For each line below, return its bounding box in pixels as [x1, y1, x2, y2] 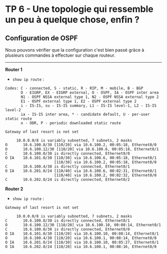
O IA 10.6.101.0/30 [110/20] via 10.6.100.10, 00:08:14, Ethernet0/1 [5, 231, 159, 236]
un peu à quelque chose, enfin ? [5, 14, 140, 25]
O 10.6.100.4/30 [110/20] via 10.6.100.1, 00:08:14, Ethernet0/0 [5, 236, 157, 241]
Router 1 [5, 67, 22, 73]
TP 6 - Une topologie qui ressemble [5, 3, 154, 15]
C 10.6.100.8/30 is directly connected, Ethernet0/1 [5, 218, 130, 223]
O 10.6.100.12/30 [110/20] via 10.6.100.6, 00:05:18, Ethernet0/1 [5, 147, 159, 152]
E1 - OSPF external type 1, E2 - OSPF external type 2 [20, 99, 137, 104]
